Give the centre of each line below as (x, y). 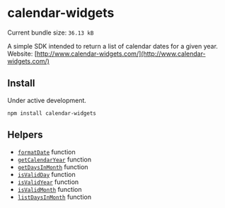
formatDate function (46, 152)
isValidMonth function (50, 189)
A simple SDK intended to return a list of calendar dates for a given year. (112, 46)
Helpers (25, 135)
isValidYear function (48, 182)
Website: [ (22, 54)
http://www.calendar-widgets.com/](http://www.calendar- (121, 54)
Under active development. (47, 100)
